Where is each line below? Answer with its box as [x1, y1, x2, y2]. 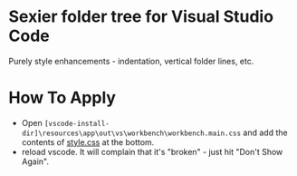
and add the [243, 127, 288, 138]
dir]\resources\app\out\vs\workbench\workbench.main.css [21, 129, 242, 138]
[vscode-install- [43, 119, 110, 128]
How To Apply [8, 88, 117, 108]
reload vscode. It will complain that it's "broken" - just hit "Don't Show [21, 146, 283, 157]
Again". [21, 156, 49, 167]
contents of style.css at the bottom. [21, 136, 155, 147]
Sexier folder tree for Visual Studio [8, 6, 273, 27]
